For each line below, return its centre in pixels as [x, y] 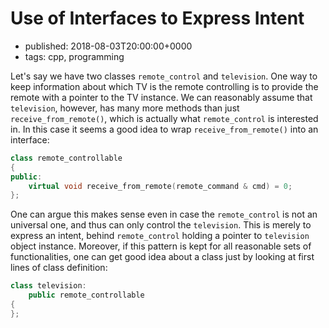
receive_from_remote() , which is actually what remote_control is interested [164, 118]
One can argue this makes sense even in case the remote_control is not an [164, 214]
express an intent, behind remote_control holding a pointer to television [160, 236]
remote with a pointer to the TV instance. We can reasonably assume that [161, 97]
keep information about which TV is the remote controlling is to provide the [164, 86]
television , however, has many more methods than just [125, 108]
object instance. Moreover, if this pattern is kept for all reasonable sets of [161, 246]
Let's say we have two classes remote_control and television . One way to [164, 76]
